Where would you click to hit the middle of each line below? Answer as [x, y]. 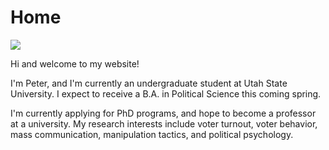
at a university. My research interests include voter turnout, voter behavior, [164, 123]
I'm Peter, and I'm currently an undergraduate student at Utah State [149, 83]
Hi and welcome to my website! [75, 63]
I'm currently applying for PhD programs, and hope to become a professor [163, 113]
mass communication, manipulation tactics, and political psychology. [152, 134]
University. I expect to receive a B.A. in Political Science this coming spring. [166, 93]
